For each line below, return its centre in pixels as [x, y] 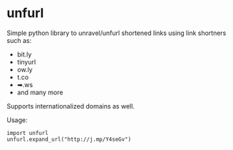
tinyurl [26, 61]
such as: [19, 40]
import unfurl [28, 133]
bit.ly [24, 54]
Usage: [17, 120]
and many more [40, 92]
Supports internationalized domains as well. [71, 106]
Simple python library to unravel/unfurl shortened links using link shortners [116, 33]
